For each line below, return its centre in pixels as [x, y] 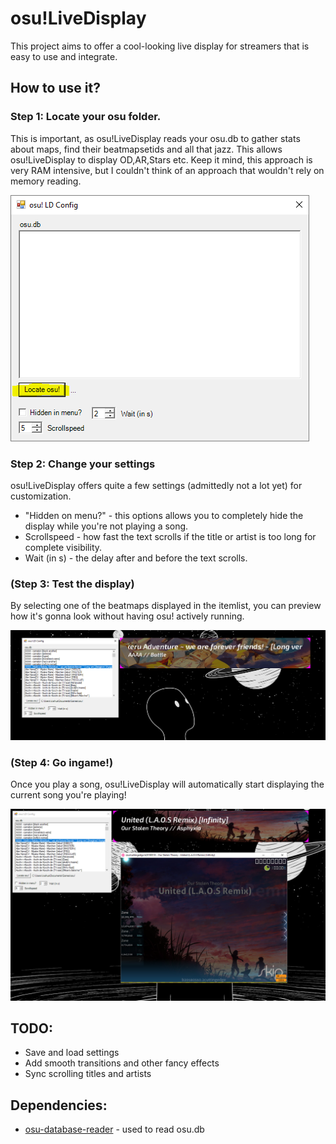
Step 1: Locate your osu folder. [86, 117]
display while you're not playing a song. [106, 526]
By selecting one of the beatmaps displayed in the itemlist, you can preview [166, 606]
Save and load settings [72, 1053]
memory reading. [46, 181]
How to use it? [55, 88]
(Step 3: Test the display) [72, 584]
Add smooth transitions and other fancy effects [122, 1063]
